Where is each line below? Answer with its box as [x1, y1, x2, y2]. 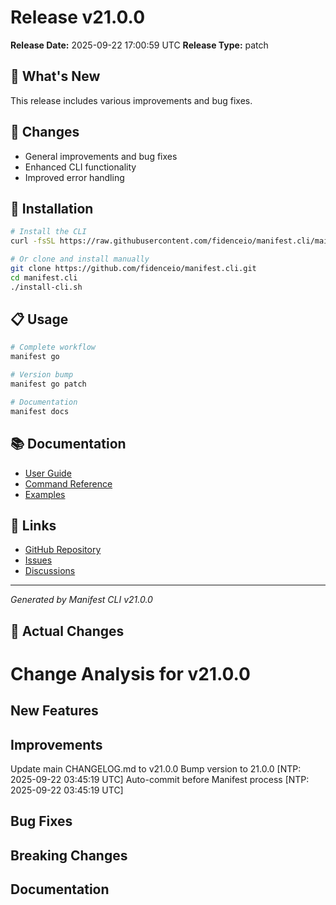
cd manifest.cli [10, 272, 78, 283]
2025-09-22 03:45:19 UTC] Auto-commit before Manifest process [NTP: [10, 774, 310, 786]
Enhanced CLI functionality [24, 161, 137, 173]
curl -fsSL [10, 236, 56, 246]
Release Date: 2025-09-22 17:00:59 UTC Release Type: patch [10, 39, 269, 51]
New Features [10, 702, 99, 720]
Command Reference [24, 477, 113, 490]
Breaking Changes [10, 847, 128, 864]
